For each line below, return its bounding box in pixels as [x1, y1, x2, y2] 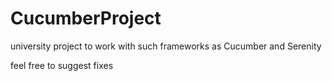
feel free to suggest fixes [10, 59, 114, 71]
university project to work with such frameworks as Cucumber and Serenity [10, 40, 322, 52]
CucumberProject [10, 7, 162, 30]
